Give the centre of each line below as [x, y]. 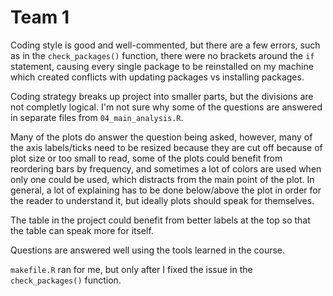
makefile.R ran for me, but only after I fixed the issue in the [131, 269]
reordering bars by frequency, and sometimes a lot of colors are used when [166, 168]
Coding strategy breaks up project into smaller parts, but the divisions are [162, 96]
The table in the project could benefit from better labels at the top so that [160, 220]
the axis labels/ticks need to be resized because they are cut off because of [166, 147]
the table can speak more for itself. [82, 230]
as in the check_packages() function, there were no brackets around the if [162, 55]
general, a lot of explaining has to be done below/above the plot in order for [166, 190]
